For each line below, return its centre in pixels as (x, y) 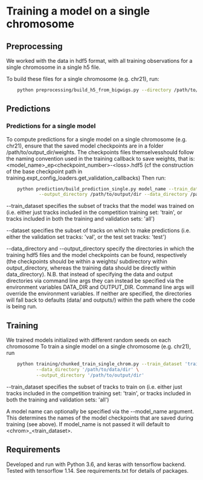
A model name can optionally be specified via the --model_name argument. (100, 411)
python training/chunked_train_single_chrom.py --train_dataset (100, 364)
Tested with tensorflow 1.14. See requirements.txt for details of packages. (98, 470)
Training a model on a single (78, 11)
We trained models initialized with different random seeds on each (89, 340)
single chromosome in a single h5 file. (53, 67)
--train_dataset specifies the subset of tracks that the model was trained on (100, 206)
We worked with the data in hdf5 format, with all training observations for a (99, 61)
